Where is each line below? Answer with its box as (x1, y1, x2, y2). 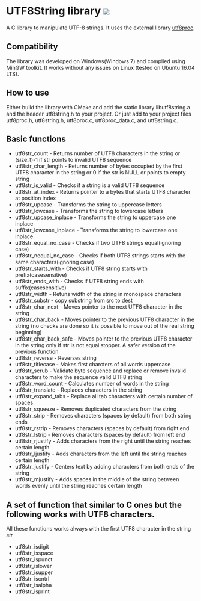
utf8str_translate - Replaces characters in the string (14, 386, 143, 393)
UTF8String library (6, 4, 101, 18)
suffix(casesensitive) (14, 284, 67, 291)
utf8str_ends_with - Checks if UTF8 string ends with (14, 278, 144, 285)
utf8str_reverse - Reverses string (14, 354, 97, 362)
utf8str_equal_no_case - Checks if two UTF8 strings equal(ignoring (14, 239, 181, 247)
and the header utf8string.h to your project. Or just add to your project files (6, 110, 191, 117)
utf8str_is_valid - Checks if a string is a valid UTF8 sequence (14, 182, 165, 189)
